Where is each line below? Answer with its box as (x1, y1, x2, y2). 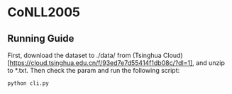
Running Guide (7, 33, 74, 45)
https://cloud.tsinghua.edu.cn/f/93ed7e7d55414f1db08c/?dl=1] (9, 59, 193, 67)
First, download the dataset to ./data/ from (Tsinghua (7, 51, 162, 59)
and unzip (196, 59, 225, 67)
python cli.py (7, 80, 50, 87)
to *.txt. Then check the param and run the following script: (7, 66, 180, 74)
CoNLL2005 (7, 4, 80, 20)
